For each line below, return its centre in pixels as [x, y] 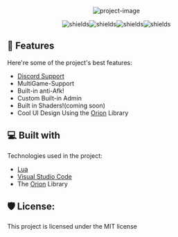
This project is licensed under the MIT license [72, 227]
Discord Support [41, 76]
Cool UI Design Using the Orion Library [73, 113]
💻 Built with [34, 135]
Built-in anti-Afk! [41, 91]
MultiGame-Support [46, 83]
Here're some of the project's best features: [70, 62]
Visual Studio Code [45, 176]
